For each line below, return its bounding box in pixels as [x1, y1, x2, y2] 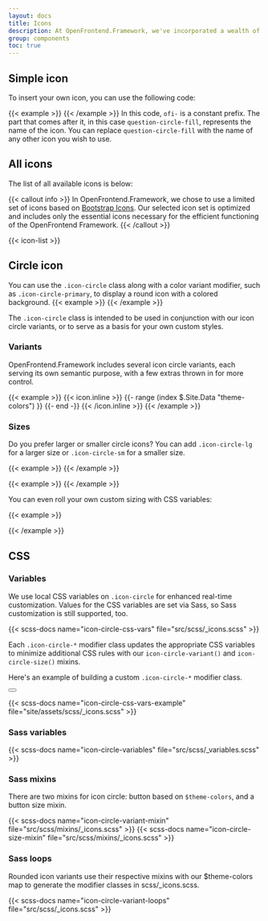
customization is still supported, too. [8, 608, 128, 618]
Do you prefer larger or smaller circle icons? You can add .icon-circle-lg [8, 439, 253, 449]
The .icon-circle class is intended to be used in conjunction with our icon [8, 313, 254, 323]
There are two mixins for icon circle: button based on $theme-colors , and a [8, 791, 254, 801]
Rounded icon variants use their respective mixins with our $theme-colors [8, 871, 254, 881]
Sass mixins [8, 774, 57, 785]
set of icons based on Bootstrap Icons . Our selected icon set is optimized [8, 203, 251, 212]
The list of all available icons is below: [8, 179, 134, 188]
